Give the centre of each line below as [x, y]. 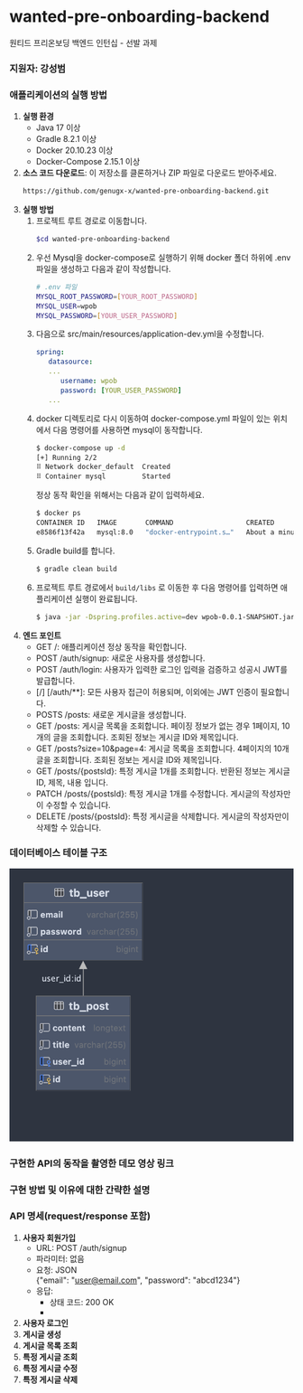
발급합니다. [55, 681]
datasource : [70, 362]
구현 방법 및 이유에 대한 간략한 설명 [80, 1190]
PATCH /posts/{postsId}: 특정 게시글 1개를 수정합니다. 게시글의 [147, 794]
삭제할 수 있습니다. [69, 827]
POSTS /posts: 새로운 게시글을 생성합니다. [111, 714]
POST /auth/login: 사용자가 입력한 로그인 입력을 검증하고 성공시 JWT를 [162, 669]
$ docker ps [58, 513]
